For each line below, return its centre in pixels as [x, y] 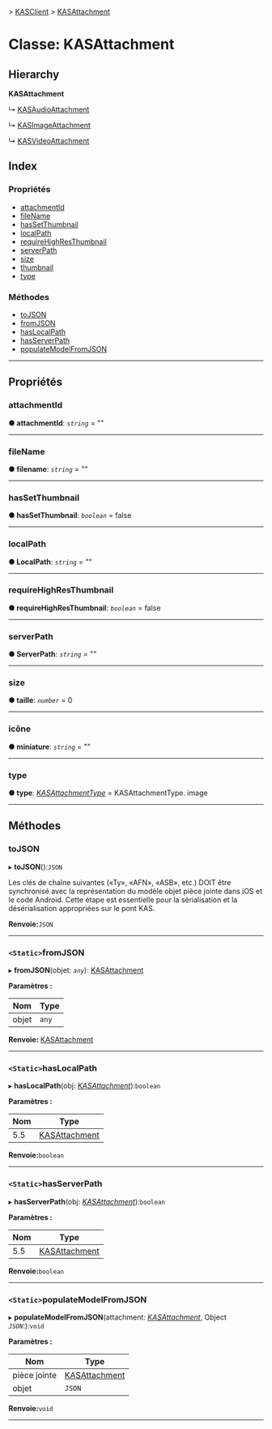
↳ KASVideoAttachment [49, 141]
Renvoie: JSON [31, 924]
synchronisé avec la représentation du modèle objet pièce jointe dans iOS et [136, 891]
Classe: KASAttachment [91, 45]
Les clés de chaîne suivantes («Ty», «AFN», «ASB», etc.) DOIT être [120, 882]
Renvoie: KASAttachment [51, 1040]
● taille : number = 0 [40, 700]
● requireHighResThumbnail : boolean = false [85, 608]
